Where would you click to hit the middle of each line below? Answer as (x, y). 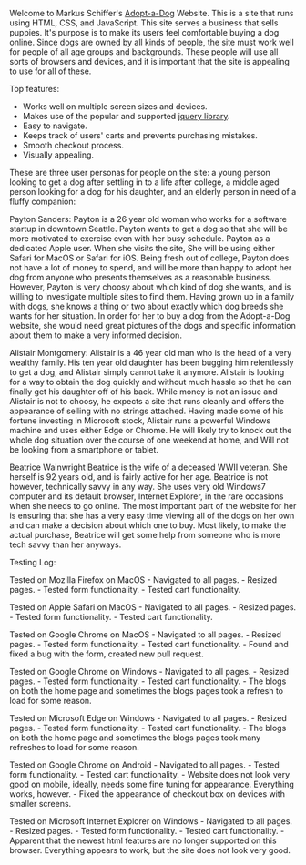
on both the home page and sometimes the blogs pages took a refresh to (147, 691)
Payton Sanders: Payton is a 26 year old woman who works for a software (148, 219)
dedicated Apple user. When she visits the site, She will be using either (142, 248)
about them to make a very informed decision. (96, 335)
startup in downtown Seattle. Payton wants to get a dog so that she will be (149, 229)
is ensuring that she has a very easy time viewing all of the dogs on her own (152, 515)
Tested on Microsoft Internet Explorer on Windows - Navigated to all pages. (151, 821)
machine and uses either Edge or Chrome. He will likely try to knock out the (151, 430)
